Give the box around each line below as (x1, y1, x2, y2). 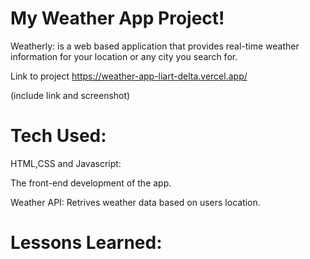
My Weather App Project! (10, 7, 225, 30)
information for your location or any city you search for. (10, 50, 238, 62)
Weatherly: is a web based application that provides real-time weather (10, 40, 300, 52)
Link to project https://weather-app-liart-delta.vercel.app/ (10, 70, 248, 82)
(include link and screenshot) (10, 89, 131, 101)
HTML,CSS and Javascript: (10, 157, 122, 169)
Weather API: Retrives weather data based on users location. (10, 196, 261, 208)
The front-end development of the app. (10, 177, 172, 189)
